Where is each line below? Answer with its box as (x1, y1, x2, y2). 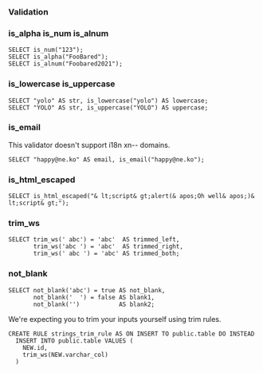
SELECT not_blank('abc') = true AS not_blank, (8, 286, 166, 294)
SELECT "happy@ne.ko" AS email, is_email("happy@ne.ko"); (8, 155, 205, 164)
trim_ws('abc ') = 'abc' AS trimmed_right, (33, 243, 183, 251)
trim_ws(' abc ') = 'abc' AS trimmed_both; (33, 250, 180, 258)
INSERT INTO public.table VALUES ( (15, 336, 134, 345)
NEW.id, (22, 343, 48, 351)
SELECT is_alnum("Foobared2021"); (8, 60, 124, 68)
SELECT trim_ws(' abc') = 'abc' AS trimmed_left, (8, 236, 180, 244)
